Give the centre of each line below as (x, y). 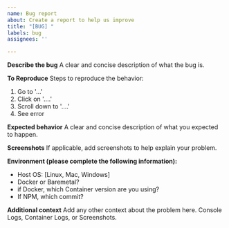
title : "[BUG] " (30, 26)
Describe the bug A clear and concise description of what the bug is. (106, 65)
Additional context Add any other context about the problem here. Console (115, 210)
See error (31, 114)
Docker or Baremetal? (48, 182)
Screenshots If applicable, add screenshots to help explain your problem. (112, 148)
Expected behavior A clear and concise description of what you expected (113, 127)
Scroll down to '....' (44, 106)
